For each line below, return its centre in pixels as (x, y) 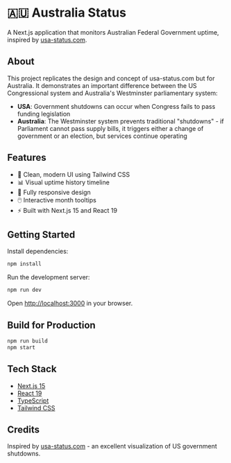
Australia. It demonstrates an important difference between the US (102, 85)
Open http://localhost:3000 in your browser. (70, 304)
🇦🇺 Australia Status (67, 13)
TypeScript (33, 401)
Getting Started (41, 235)
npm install (24, 264)
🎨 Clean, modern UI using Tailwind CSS (74, 174)
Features (27, 158)
